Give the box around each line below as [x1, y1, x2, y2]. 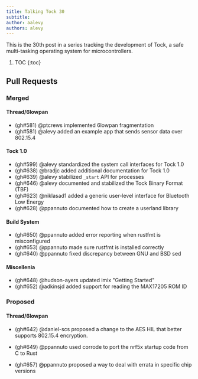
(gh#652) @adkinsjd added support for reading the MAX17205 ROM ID [14, 283, 187, 290]
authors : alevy [6, 25, 44, 31]
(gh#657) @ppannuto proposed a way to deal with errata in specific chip [14, 361, 192, 368]
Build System [6, 218, 40, 225]
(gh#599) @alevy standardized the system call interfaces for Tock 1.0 [14, 161, 184, 168]
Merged [6, 94, 30, 102]
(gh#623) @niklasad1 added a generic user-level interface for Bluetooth [14, 192, 190, 199]
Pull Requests [6, 76, 58, 86]
